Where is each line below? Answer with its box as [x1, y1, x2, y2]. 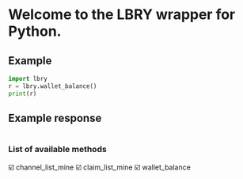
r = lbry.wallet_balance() [8, 82, 97, 90]
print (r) [8, 89, 37, 97]
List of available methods [8, 144, 107, 155]
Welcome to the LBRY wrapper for [8, 6, 236, 24]
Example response [8, 112, 102, 125]
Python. [8, 22, 62, 40]
